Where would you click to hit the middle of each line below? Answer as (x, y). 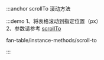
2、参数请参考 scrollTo (34, 29)
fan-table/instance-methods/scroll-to (52, 40)
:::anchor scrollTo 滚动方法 (38, 9)
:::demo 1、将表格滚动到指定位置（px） (54, 21)
